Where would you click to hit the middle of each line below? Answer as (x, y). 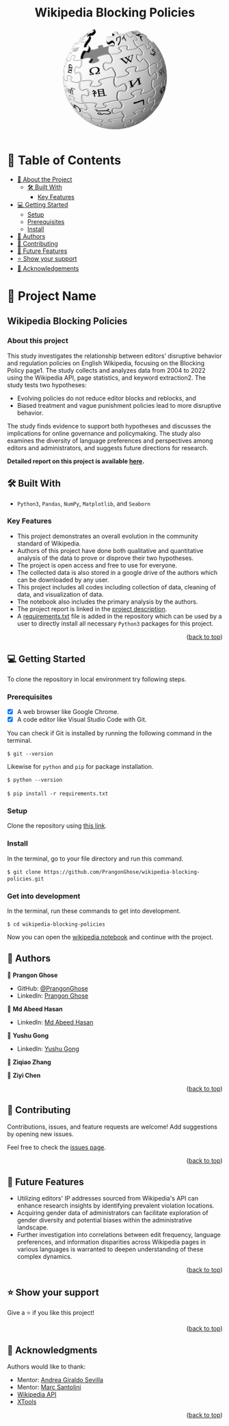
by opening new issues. (40, 1134)
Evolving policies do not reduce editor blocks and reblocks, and (107, 398)
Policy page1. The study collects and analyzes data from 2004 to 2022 (107, 370)
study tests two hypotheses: (47, 384)
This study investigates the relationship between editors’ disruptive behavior (114, 356)
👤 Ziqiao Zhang (29, 1062)
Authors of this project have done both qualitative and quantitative (110, 550)
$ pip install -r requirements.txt (58, 794)
